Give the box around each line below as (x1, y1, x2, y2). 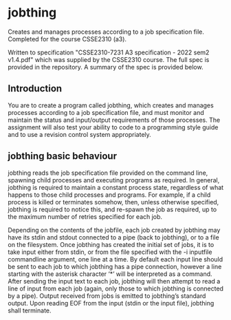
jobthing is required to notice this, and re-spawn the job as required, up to (8, 205, 217, 213)
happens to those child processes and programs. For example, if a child (8, 191, 211, 199)
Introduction (8, 83, 63, 94)
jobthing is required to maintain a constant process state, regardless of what (8, 183, 224, 191)
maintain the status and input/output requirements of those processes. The (8, 116, 221, 124)
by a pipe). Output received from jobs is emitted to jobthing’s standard (8, 291, 206, 300)
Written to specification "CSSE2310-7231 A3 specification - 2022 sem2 (8, 48, 210, 56)
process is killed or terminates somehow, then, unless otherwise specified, (8, 198, 219, 206)
